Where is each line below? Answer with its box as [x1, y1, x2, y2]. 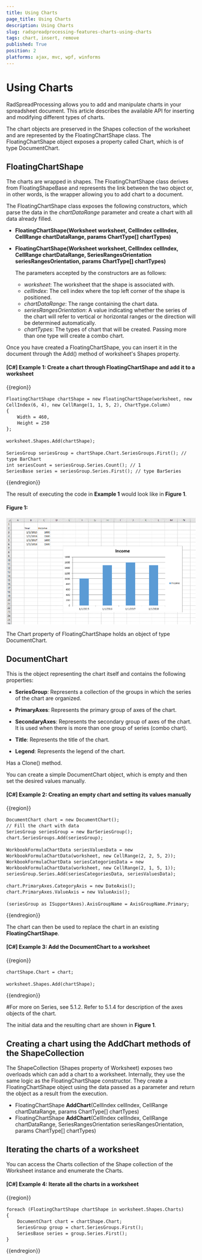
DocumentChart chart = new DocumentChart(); [6, 817, 120, 823]
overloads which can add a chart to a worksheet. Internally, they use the [6, 1070, 185, 1078]
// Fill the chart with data [6, 823, 79, 829]
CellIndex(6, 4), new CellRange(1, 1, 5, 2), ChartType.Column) [6, 402, 171, 408]
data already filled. [6, 215, 52, 222]
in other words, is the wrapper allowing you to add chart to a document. [6, 190, 184, 198]
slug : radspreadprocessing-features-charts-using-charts [6, 29, 152, 35]
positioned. [23, 294, 52, 301]
